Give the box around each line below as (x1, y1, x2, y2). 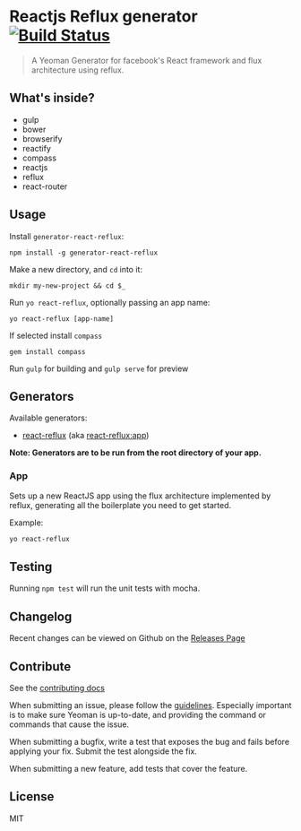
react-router (21, 181, 68, 192)
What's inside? (9, 91, 96, 106)
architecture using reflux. (30, 65, 125, 75)
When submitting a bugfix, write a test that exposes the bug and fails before (9, 736, 289, 747)
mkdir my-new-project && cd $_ (9, 281, 126, 290)
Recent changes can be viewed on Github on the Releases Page (9, 633, 245, 644)
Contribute (9, 659, 72, 674)
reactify (21, 143, 52, 153)
